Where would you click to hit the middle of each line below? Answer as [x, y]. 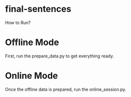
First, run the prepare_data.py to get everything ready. [60, 56]
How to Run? [18, 23]
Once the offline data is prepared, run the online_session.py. [66, 89]
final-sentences [38, 9]
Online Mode [32, 76]
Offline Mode [32, 42]
